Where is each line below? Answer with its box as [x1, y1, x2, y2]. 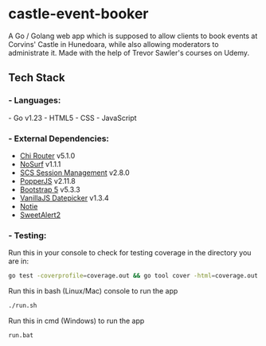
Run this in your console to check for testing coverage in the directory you [8, 248, 252, 258]
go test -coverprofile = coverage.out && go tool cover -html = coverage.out [8, 272, 259, 280]
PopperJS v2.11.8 [19, 176, 76, 185]
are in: [8, 256, 29, 266]
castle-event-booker [8, 5, 149, 23]
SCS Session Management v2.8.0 [19, 168, 130, 177]
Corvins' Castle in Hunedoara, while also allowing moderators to [8, 39, 219, 49]
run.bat [8, 331, 34, 339]
